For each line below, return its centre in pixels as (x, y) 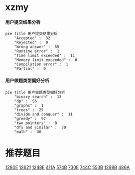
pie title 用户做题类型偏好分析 (35, 92)
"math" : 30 (28, 131)
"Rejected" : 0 (31, 42)
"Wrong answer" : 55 (37, 47)
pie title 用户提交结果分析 (31, 34)
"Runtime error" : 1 (37, 51)
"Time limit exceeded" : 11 (45, 56)
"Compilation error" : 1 (41, 64)
